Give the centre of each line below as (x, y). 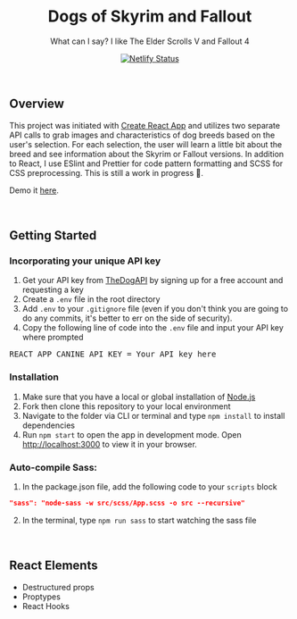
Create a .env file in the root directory (91, 299)
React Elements (54, 566)
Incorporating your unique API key (85, 261)
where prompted (53, 338)
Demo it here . (34, 190)
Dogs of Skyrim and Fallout (150, 17)
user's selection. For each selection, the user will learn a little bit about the (146, 144)
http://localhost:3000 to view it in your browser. (110, 444)
